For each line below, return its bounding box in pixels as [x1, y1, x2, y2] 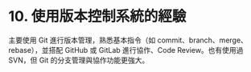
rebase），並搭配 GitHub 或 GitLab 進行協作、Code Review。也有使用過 [8, 45, 244, 54]
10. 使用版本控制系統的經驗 [8, 7, 187, 26]
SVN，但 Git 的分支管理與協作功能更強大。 [8, 55, 150, 65]
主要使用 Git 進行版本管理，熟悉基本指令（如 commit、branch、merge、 [8, 35, 248, 45]
